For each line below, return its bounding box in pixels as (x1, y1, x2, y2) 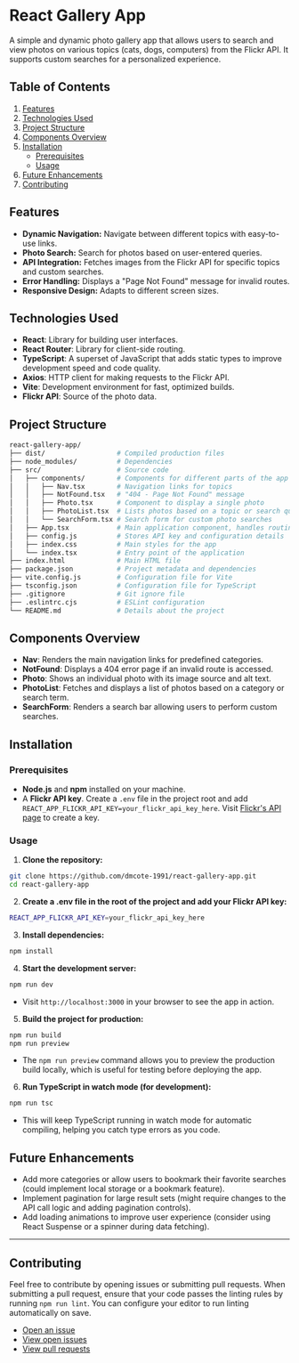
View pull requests (21, 1343, 91, 1354)
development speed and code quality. (21, 362, 161, 374)
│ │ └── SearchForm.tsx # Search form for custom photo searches (9, 515, 273, 524)
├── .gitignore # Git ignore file (9, 589, 185, 598)
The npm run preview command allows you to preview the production (21, 1055, 276, 1066)
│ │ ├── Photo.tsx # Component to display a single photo (9, 499, 265, 507)
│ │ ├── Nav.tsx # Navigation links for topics (9, 482, 233, 491)
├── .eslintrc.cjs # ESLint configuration (9, 597, 205, 606)
